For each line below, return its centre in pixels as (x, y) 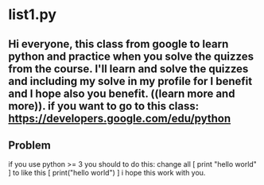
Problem (30, 145)
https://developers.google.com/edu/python (120, 118)
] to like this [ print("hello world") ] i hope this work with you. (107, 173)
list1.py (33, 15)
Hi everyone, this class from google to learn (118, 44)
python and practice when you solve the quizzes (131, 56)
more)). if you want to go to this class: (104, 106)
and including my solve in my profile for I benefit (130, 81)
